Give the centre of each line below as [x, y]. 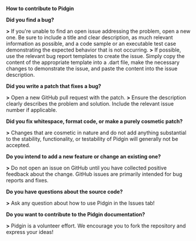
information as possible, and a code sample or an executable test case [91, 44]
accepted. [18, 145]
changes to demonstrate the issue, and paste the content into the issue [92, 69]
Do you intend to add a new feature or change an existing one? [83, 157]
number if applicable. [32, 110]
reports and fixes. [27, 180]
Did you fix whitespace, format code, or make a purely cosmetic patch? [94, 121]
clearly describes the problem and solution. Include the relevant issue [90, 104]
